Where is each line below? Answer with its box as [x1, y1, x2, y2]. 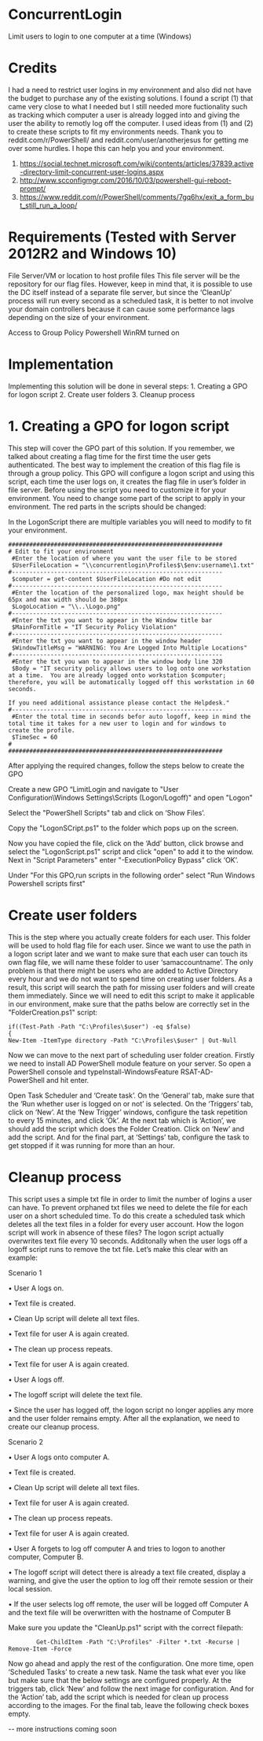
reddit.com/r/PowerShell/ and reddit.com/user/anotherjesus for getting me [8, 135, 249, 145]
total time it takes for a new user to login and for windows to [8, 720, 226, 727]
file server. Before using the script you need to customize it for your [8, 485, 227, 495]
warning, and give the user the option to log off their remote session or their [8, 1575, 254, 1585]
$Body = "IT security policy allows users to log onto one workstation [11, 664, 251, 672]
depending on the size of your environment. [8, 312, 150, 322]
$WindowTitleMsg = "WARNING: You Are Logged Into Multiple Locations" [11, 643, 247, 652]
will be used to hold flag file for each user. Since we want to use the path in [8, 940, 251, 950]
